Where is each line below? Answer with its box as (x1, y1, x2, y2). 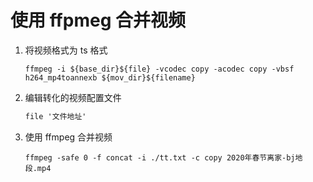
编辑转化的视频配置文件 (24, 91, 122, 103)
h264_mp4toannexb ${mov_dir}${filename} (24, 72, 196, 83)
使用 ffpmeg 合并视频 (10, 9, 186, 32)
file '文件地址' (24, 111, 87, 121)
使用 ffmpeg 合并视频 (24, 131, 113, 143)
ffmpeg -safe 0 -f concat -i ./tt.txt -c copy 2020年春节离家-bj (24, 152, 296, 163)
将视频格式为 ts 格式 (24, 44, 108, 56)
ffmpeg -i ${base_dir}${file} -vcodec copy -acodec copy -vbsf (24, 64, 295, 74)
